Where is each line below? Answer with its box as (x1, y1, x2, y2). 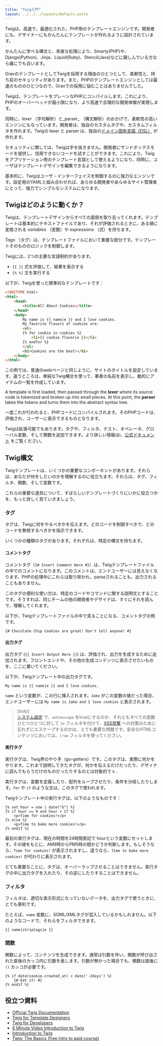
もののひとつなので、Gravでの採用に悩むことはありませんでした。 (13, 83, 146, 89)
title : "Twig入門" (5, 7, 41, 12)
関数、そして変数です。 (18, 480, 64, 486)
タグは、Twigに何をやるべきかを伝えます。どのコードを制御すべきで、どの (5, 521, 155, 527)
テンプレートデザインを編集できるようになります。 (18, 163, 120, 168)
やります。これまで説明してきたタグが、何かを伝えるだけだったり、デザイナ (5, 762, 158, 768)
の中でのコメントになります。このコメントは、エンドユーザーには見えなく (5, 568, 154, 573)
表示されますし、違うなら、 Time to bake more (55, 847, 149, 853)
